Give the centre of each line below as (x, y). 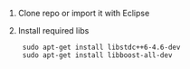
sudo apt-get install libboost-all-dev (97, 55)
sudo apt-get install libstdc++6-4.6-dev (101, 47)
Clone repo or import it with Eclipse (84, 13)
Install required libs (53, 30)
